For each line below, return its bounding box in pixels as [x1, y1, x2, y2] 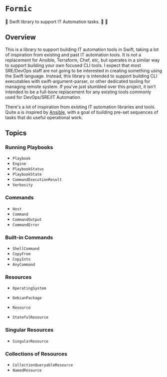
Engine [12, 161, 26, 166]
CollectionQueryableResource [12, 363, 73, 368]
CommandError [12, 222, 40, 227]
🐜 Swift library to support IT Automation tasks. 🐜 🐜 [5, 18, 108, 24]
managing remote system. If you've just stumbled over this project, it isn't [5, 83, 156, 89]
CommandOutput [12, 217, 42, 222]
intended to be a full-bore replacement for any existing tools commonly [5, 89, 152, 95]
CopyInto [12, 257, 31, 262]
